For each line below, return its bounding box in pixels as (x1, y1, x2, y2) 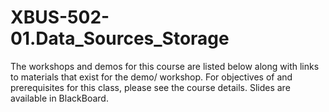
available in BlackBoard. (10, 92, 109, 104)
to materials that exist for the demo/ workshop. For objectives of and (10, 71, 293, 83)
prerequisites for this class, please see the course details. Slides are (10, 81, 291, 93)
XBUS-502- (10, 6, 110, 29)
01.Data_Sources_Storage (10, 27, 230, 50)
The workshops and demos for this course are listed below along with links (10, 60, 320, 72)
